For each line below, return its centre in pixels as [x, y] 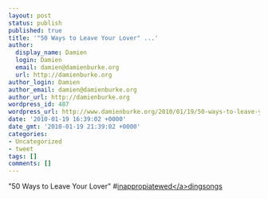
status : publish [35, 23]
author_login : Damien [44, 82]
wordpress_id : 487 [39, 104]
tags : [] [23, 156]
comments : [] [30, 164]
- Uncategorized [35, 141]
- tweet [21, 149]
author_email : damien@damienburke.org [73, 90]
